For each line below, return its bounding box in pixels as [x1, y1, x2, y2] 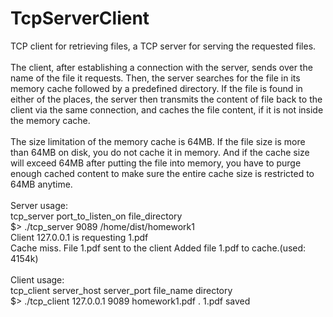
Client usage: [10, 273, 65, 286]
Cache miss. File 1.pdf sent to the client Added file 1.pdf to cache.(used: [10, 242, 307, 254]
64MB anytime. [10, 178, 73, 190]
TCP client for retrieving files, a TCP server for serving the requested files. [10, 40, 317, 52]
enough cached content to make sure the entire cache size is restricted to [10, 167, 315, 179]
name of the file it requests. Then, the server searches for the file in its [10, 72, 301, 84]
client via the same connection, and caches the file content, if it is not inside [10, 103, 324, 116]
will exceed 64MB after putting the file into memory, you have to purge [10, 157, 302, 169]
